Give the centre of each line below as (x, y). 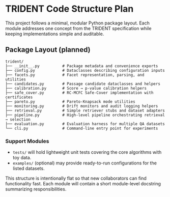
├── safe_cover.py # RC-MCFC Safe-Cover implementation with (79, 93)
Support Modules (27, 141)
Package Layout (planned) (48, 50)
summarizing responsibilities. (36, 189)
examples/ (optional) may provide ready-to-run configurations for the (84, 163)
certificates (19, 97)
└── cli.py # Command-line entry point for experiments (82, 128)
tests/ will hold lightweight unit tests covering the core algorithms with (87, 152)
